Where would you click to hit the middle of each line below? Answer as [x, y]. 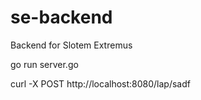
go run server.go [44, 64]
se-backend [61, 17]
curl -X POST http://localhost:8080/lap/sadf [100, 83]
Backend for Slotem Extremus [71, 45]
